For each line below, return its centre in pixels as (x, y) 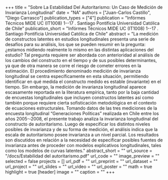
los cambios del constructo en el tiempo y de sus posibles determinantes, (81, 60)
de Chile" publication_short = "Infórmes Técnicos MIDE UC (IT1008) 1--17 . (82, 28)
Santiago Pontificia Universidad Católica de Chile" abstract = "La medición (82, 34)
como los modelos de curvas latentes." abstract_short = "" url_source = (79, 150)
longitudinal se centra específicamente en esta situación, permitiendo (77, 76)
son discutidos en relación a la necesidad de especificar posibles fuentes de (84, 140)
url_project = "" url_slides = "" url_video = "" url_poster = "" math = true (79, 166)
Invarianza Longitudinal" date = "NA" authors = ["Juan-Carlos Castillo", (78, 12)
